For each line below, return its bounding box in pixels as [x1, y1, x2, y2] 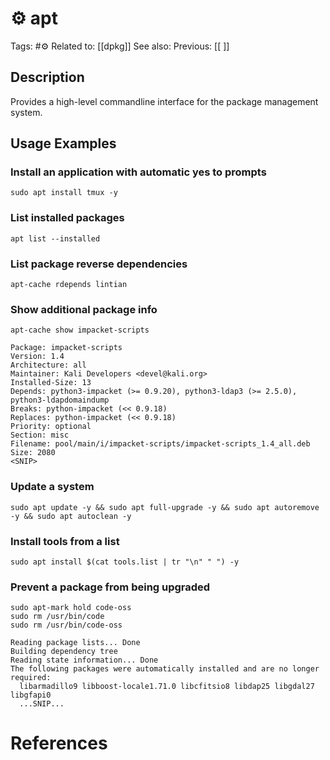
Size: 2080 [10, 448, 56, 458]
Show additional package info [10, 302, 158, 316]
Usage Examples [10, 135, 117, 152]
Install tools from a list [10, 534, 120, 548]
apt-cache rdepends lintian [10, 280, 128, 290]
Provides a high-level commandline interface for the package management [10, 95, 319, 107]
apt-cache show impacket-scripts [10, 325, 150, 336]
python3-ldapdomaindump [10, 395, 110, 406]
